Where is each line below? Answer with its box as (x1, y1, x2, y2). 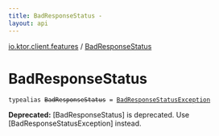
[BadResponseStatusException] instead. (8, 118, 143, 129)
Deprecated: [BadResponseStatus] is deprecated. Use (8, 110, 190, 120)
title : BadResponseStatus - (8, 11, 103, 20)
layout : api (8, 19, 48, 27)
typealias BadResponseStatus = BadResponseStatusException (8, 96, 211, 105)
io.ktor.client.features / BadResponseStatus (8, 41, 152, 51)
